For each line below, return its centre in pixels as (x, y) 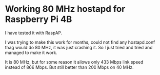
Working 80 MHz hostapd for (65, 9)
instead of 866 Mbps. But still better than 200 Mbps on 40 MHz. (70, 67)
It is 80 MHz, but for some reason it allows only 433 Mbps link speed (74, 62)
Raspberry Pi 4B (39, 19)
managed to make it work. (31, 53)
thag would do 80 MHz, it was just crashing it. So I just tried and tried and (79, 47)
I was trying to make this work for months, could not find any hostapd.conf (80, 42)
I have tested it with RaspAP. (34, 33)
